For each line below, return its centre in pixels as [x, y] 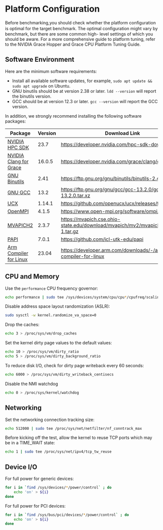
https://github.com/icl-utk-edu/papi [102, 239]
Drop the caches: [22, 325]
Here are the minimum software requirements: [51, 71]
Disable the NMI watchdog [32, 384]
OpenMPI [18, 211]
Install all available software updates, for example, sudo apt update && [82, 81]
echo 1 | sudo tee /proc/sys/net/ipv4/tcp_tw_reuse [58, 452]
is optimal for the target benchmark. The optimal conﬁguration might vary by [81, 28]
